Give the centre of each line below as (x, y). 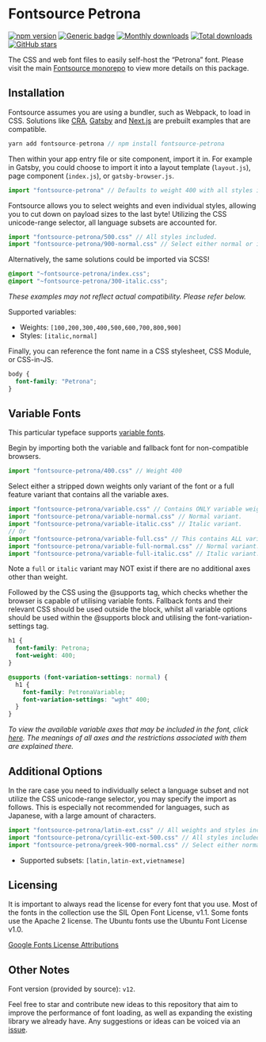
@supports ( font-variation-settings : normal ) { (88, 677)
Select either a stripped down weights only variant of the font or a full (122, 486)
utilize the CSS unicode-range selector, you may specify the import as (122, 799)
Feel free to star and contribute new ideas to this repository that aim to (123, 1005)
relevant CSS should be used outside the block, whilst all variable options (128, 609)
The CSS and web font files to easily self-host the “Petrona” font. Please (126, 60)
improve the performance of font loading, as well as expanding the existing (131, 1013)
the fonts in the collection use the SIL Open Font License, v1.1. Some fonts (128, 913)
